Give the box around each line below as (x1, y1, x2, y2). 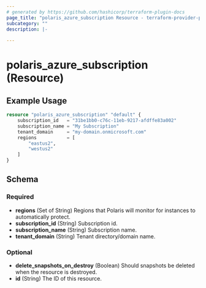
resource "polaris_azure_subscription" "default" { (6, 112, 141, 118)
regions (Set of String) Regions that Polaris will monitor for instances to (15, 207, 196, 214)
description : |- (6, 26, 48, 32)
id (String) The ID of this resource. (15, 275, 102, 282)
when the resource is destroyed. (15, 268, 97, 276)
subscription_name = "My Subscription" (17, 123, 120, 129)
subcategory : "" (6, 20, 48, 26)
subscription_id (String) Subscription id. (15, 219, 118, 227)
